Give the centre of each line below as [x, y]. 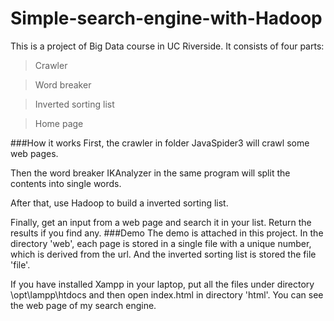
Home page [59, 123]
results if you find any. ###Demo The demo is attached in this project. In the [167, 233]
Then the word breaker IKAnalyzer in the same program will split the [150, 173]
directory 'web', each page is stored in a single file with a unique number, [161, 243]
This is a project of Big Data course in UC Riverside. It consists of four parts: [167, 46]
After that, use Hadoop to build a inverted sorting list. [119, 203]
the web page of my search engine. [83, 305]
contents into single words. [66, 183]
